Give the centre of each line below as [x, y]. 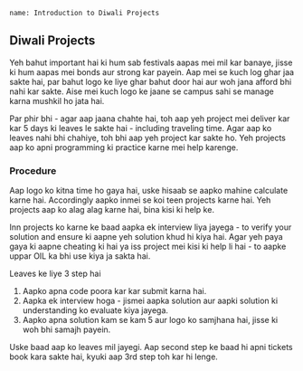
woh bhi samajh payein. [66, 329]
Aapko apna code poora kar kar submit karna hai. [114, 291]
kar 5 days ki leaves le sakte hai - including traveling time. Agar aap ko [141, 128]
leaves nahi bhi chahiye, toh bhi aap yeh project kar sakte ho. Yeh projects [148, 138]
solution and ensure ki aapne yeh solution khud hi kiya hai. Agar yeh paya [146, 237]
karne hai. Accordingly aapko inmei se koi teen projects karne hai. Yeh [140, 200]
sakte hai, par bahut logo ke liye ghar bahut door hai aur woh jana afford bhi [151, 81]
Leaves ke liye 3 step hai [55, 274]
